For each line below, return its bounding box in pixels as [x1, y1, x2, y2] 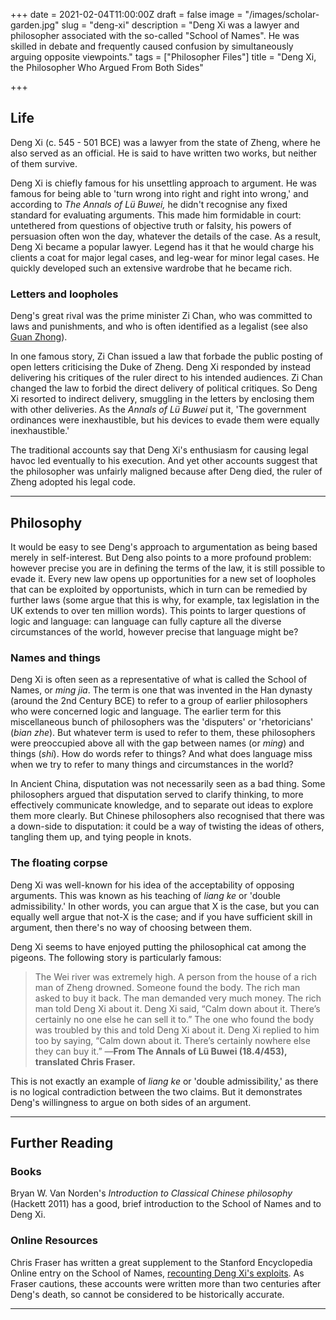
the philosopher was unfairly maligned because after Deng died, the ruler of [10, 465, 323, 478]
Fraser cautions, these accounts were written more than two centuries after [10, 1277, 322, 1289]
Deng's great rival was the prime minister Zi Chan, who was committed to [10, 310, 313, 322]
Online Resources [10, 1234, 98, 1248]
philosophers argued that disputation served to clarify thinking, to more [10, 789, 304, 801]
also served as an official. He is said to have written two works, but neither [10, 147, 318, 159]
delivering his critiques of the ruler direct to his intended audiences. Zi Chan [10, 372, 323, 384]
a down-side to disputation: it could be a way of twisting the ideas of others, [10, 820, 325, 833]
